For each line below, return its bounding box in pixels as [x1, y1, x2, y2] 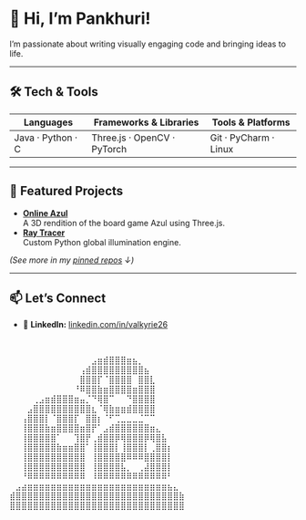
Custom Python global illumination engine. [22, 236, 182, 247]
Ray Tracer [22, 227, 66, 238]
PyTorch [91, 142, 127, 155]
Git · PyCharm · [209, 131, 275, 144]
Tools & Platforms [211, 116, 291, 129]
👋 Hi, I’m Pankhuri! [9, 8, 151, 29]
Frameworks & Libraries [93, 116, 199, 129]
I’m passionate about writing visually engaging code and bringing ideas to [9, 38, 287, 49]
